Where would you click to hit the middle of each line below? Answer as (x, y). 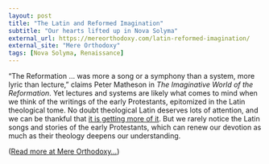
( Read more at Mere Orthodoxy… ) (64, 151)
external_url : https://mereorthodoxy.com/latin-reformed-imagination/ (129, 38)
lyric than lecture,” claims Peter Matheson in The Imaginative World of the (131, 84)
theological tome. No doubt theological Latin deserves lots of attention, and (133, 110)
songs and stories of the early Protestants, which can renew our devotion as (135, 127)
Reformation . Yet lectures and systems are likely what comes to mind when (133, 93)
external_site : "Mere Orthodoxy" (64, 46)
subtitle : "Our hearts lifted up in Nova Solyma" (93, 31)
